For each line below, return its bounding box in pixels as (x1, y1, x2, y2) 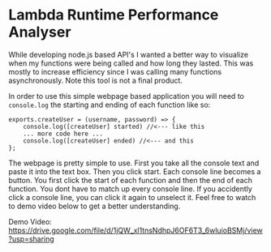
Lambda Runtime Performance (8, 6, 219, 24)
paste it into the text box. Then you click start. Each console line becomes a (8, 166, 261, 176)
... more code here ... (23, 130, 104, 138)
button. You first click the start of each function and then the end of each (8, 175, 253, 185)
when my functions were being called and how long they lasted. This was (8, 58, 254, 68)
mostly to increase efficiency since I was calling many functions (8, 66, 222, 76)
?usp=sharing (8, 233, 54, 244)
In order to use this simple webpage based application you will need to (8, 91, 245, 100)
